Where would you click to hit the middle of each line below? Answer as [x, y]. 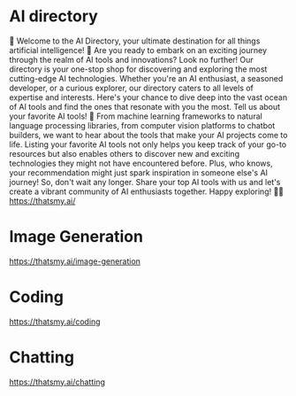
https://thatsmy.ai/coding [55, 322]
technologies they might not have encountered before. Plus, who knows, [141, 163]
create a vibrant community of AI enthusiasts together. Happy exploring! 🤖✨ [147, 191]
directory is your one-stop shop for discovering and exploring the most [138, 69]
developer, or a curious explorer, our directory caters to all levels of [132, 88]
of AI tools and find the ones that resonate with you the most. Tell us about [145, 106]
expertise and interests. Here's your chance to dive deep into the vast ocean [148, 97]
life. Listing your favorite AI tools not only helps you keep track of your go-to [148, 144]
